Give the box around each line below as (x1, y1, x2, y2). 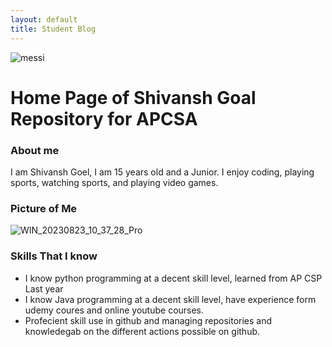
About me (10, 143, 60, 157)
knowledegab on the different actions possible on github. (24, 325, 261, 337)
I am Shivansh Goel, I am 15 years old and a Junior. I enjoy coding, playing (10, 166, 315, 178)
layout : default (10, 14, 78, 25)
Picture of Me (10, 201, 78, 215)
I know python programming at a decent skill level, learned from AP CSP (24, 272, 323, 284)
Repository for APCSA (10, 107, 198, 130)
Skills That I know (10, 249, 98, 263)
